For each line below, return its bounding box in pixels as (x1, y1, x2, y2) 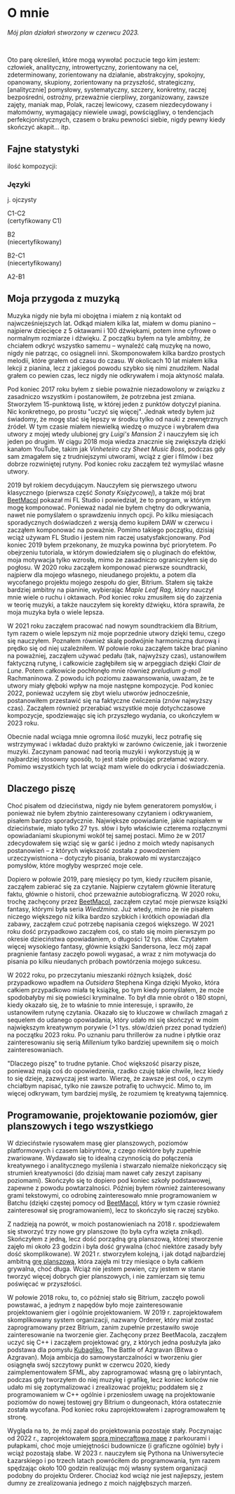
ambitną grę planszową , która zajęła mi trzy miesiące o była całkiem (7, 1258, 204, 1266)
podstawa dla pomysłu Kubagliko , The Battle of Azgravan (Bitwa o (7, 1346, 199, 1354)
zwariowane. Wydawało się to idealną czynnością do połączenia (7, 1154, 193, 1163)
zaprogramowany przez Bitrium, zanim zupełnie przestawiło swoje (7, 1323, 199, 1331)
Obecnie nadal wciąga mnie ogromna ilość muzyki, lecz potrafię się (7, 732, 202, 740)
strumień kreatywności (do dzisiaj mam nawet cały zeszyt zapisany (7, 1169, 202, 1177)
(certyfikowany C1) (7, 217, 62, 225)
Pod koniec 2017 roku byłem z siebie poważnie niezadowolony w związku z (7, 385, 226, 393)
